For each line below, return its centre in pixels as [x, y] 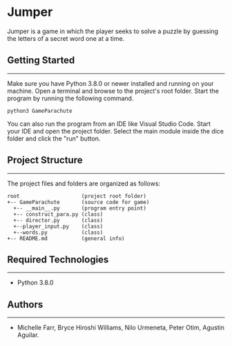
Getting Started [41, 61]
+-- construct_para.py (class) [58, 214]
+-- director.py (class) [58, 220]
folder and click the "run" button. [54, 138]
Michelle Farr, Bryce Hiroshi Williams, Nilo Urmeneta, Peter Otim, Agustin [121, 328]
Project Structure [45, 160]
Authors [25, 304]
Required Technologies [58, 259]
